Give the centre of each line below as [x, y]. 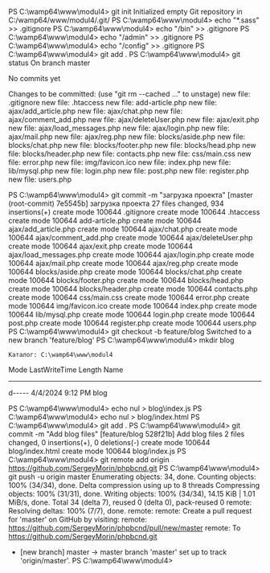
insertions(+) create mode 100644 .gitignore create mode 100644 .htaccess [134, 212]
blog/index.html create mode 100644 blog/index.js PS [97, 451]
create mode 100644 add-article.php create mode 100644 [105, 221]
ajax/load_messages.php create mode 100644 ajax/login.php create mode [131, 255]
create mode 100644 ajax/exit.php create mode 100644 [100, 246]
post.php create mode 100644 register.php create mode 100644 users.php [133, 323]
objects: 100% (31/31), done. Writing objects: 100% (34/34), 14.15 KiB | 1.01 [132, 494]
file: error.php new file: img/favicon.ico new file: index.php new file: [120, 162]
